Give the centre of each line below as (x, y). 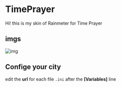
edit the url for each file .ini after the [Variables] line (61, 79)
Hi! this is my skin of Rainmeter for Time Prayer (54, 23)
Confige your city (33, 67)
